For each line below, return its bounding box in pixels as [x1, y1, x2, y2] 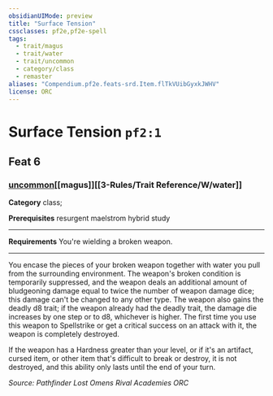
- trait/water [15, 50, 63, 58]
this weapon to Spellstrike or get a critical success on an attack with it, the [8, 320, 258, 330]
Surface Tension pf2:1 [8, 123, 162, 141]
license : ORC [8, 87, 53, 96]
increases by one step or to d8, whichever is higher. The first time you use [8, 312, 257, 322]
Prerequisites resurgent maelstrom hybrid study [8, 213, 171, 224]
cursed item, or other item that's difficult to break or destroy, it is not [8, 354, 237, 363]
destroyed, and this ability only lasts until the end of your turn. [8, 363, 216, 372]
